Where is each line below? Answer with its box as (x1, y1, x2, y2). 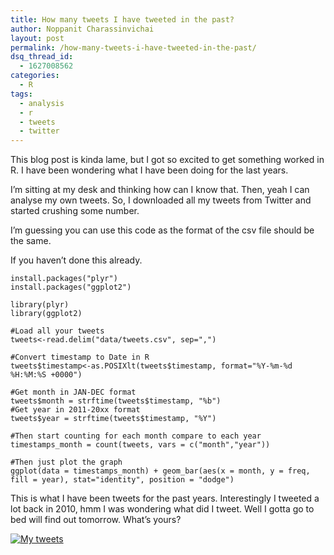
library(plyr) (10, 300, 70, 310)
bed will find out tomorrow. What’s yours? (10, 514, 182, 526)
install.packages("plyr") (10, 274, 118, 284)
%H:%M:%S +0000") (10, 370, 83, 380)
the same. (10, 235, 52, 247)
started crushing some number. (10, 205, 140, 217)
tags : (10, 89, 33, 99)
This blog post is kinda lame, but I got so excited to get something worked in (10, 154, 325, 166)
